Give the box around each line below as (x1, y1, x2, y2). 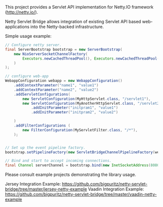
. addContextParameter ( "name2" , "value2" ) (14, 87, 98, 92)
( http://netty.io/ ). (5, 9, 38, 15)
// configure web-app (5, 74, 49, 79)
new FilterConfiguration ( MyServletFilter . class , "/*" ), (22, 127, 138, 132)
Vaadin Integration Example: (88, 186, 144, 192)
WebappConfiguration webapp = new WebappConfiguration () (5, 79, 123, 83)
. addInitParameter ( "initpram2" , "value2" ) (31, 110, 118, 115)
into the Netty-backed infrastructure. (30, 24, 104, 30)
